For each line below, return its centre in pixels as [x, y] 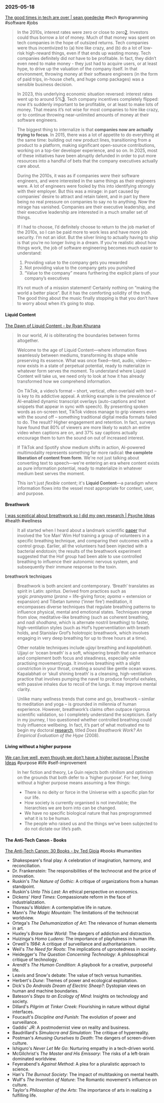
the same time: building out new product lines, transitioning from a [84, 140]
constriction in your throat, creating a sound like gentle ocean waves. [87, 668]
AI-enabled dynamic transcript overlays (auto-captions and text [81, 401]
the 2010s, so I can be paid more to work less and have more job [82, 232]
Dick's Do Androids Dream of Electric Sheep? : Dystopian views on [79, 986]
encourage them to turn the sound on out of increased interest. [81, 438]
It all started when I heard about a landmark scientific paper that [82, 530]
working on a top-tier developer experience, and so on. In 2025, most [87, 150]
